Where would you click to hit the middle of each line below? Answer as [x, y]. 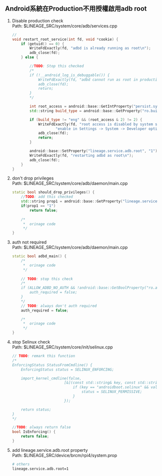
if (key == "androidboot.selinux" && [111, 387]
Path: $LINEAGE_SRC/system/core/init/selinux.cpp [62, 347]
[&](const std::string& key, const [100, 383]
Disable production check [38, 20]
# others [21, 464]
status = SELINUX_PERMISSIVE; [112, 392]
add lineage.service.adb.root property [50, 450]
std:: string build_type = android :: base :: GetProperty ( [86, 111]
